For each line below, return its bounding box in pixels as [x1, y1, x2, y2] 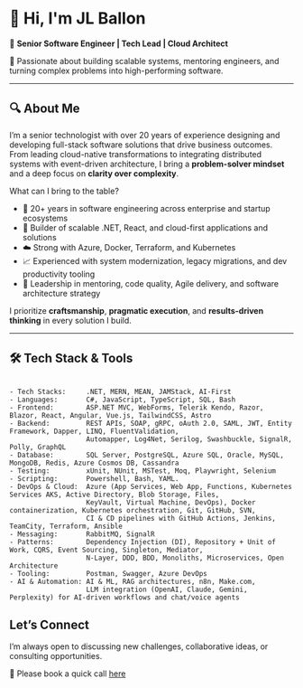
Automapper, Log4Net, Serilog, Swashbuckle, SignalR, [86, 434, 293, 444]
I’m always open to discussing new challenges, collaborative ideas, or [9, 641, 269, 652]
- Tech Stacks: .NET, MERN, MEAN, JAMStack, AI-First [9, 387, 232, 396]
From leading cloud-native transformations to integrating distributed [9, 148, 262, 159]
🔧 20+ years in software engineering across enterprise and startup [22, 203, 271, 213]
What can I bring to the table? [9, 185, 120, 196]
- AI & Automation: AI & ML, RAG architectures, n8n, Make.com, [9, 577, 256, 586]
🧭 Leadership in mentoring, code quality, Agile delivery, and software [22, 278, 280, 288]
